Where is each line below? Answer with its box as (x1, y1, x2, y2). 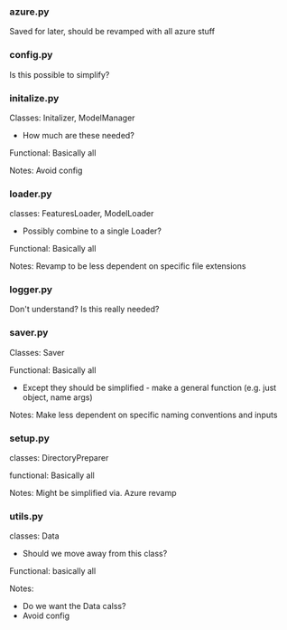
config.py (9, 49, 53, 62)
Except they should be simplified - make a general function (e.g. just (22, 382, 277, 393)
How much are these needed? (22, 129, 135, 140)
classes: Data (9, 530, 60, 541)
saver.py (9, 327, 49, 339)
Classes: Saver (9, 347, 65, 358)
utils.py (9, 511, 43, 522)
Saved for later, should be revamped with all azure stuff (9, 26, 215, 37)
